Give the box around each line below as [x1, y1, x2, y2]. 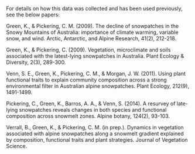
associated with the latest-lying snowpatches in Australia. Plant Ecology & [6, 53, 184, 59]
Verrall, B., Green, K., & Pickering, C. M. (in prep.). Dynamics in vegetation [6, 124, 184, 131]
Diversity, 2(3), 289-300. [6, 59, 66, 66]
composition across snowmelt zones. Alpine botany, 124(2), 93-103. [6, 112, 170, 119]
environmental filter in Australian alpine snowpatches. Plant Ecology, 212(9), [6, 83, 189, 90]
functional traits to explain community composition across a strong [6, 76, 167, 83]
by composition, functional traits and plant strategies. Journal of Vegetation [6, 136, 189, 143]
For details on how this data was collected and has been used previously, [6, 5, 183, 12]
